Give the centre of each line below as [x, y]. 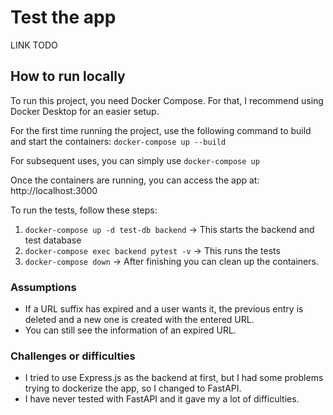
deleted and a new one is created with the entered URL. [139, 320]
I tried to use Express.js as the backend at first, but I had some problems [174, 378]
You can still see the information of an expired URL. [130, 330]
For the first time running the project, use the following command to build [161, 130]
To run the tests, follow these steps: [84, 210]
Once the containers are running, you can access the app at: [135, 180]
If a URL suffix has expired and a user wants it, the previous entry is [164, 309]
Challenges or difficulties [73, 356]
